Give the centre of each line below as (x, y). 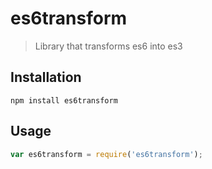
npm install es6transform (64, 100)
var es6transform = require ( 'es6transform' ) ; (106, 154)
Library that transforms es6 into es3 (108, 46)
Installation (46, 77)
